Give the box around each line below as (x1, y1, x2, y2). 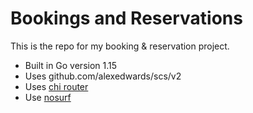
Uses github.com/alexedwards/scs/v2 (24, 70, 182, 82)
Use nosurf (24, 91, 72, 103)
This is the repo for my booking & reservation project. (10, 40, 230, 52)
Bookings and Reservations (10, 7, 243, 30)
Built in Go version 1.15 (24, 59, 118, 71)
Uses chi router (24, 80, 89, 92)
